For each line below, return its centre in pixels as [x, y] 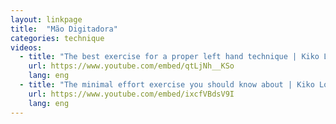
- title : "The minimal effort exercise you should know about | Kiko [167, 85]
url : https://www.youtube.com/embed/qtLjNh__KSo [131, 66]
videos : [26, 47]
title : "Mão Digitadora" [64, 29]
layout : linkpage [46, 19]
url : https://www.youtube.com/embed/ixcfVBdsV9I [131, 94]
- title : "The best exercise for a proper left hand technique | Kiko [169, 57]
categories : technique [57, 38]
